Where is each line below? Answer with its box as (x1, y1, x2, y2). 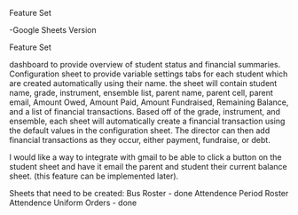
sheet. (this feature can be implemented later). (9, 171, 179, 181)
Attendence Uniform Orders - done (9, 197, 137, 208)
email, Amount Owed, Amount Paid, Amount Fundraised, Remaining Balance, (9, 97, 289, 107)
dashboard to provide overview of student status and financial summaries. (9, 60, 281, 69)
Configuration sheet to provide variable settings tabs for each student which (9, 68, 288, 79)
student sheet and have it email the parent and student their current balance (9, 162, 288, 171)
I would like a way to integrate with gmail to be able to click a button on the (9, 152, 282, 163)
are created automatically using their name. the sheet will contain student (9, 78, 278, 88)
